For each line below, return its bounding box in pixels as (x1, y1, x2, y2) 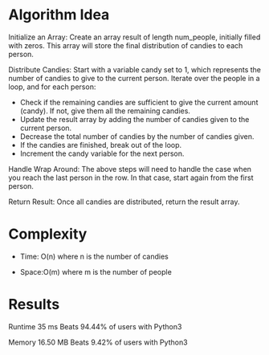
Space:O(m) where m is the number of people (19, 267, 173, 276)
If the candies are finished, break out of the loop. (19, 140, 182, 149)
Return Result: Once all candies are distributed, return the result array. (8, 197, 240, 206)
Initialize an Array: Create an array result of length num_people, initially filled (8, 32, 261, 42)
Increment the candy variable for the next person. (19, 149, 185, 158)
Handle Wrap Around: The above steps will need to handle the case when (8, 164, 251, 173)
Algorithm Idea (8, 6, 110, 24)
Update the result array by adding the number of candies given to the (19, 114, 250, 124)
